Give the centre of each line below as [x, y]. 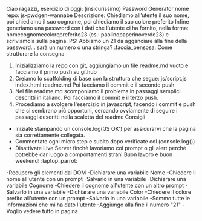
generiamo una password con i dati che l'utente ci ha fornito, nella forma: [97, 28]
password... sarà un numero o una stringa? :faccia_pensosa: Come [90, 47]
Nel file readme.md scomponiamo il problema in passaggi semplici [98, 91]
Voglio [14, 211]
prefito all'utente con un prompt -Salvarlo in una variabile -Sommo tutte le [98, 198]
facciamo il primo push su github [56, 72]
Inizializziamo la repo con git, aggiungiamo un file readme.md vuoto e [102, 65]
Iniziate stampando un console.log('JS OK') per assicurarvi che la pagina [106, 129]
